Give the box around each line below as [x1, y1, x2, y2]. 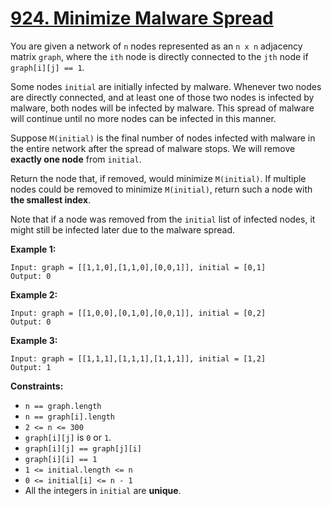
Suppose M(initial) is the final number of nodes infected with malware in [10, 132, 316, 144]
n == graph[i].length [24, 412, 115, 422]
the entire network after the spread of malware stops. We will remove [10, 142, 296, 154]
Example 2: [10, 288, 58, 301]
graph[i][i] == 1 [24, 454, 98, 464]
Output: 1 [10, 362, 52, 372]
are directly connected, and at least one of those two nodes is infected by [10, 91, 315, 103]
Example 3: [10, 334, 58, 346]
